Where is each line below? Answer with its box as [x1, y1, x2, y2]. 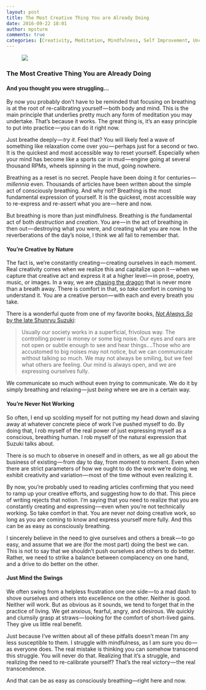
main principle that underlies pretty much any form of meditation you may [6, 111, 193, 118]
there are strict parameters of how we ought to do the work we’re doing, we [6, 464, 197, 472]
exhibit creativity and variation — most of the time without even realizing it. [6, 471, 193, 478]
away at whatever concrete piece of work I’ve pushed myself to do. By [6, 420, 185, 427]
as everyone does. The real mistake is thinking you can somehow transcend [6, 645, 199, 653]
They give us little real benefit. [6, 620, 83, 627]
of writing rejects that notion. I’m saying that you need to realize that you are [6, 496, 199, 504]
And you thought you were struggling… [6, 84, 109, 92]
